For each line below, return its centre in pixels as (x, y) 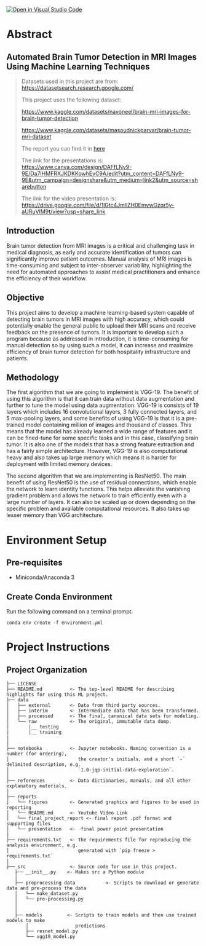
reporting (19, 808)
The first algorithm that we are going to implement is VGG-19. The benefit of (103, 392)
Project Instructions (58, 647)
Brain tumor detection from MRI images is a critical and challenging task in (101, 245)
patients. (18, 358)
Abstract (29, 34)
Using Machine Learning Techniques (78, 67)
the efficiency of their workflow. (47, 278)
